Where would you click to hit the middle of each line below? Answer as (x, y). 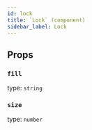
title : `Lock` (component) (46, 20)
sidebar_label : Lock (37, 26)
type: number (25, 120)
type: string (25, 88)
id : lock (20, 14)
